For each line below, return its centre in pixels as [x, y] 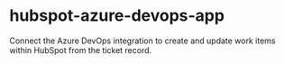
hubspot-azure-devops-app [117, 16]
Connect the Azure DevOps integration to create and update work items [142, 41]
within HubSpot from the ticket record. [81, 50]
